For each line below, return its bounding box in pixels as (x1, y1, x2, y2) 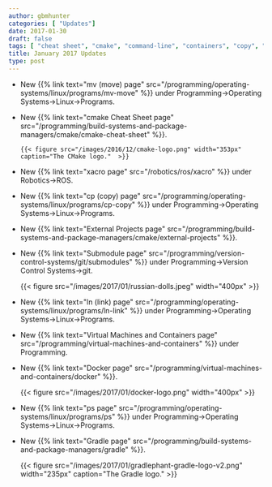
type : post (8, 58, 45, 66)
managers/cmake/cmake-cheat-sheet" (19, 129, 151, 139)
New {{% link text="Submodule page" (19, 248, 147, 258)
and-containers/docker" (19, 371, 101, 381)
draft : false (8, 34, 53, 43)
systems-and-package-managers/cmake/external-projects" (19, 232, 221, 242)
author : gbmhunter (8, 11, 70, 20)
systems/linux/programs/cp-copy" (19, 200, 136, 209)
